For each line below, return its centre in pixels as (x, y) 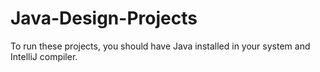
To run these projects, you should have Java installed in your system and (160, 46)
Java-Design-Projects (104, 18)
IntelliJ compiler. (44, 56)
